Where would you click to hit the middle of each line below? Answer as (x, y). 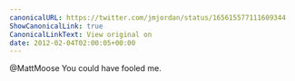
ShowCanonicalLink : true (56, 26)
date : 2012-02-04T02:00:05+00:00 (73, 43)
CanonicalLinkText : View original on (81, 34)
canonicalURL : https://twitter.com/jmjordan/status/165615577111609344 (147, 18)
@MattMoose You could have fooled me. (85, 68)
